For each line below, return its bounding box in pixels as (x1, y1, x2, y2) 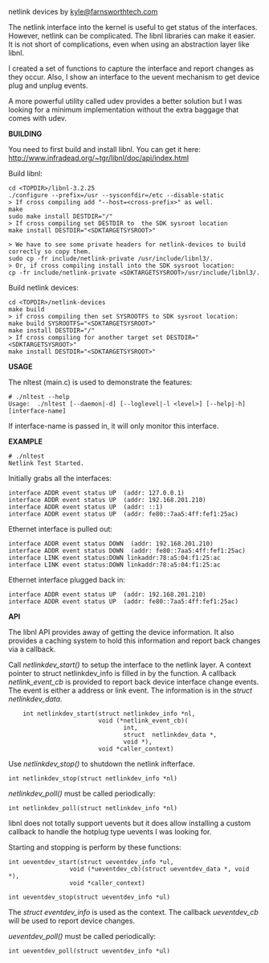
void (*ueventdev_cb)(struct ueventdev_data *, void (69, 865, 250, 873)
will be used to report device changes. (8, 916, 135, 925)
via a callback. (8, 644, 56, 654)
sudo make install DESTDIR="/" (8, 212, 113, 220)
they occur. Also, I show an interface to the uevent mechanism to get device (8, 72, 260, 81)
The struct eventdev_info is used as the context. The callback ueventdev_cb (8, 907, 259, 916)
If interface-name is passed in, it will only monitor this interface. (8, 422, 219, 430)
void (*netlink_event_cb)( (97, 717, 189, 725)
